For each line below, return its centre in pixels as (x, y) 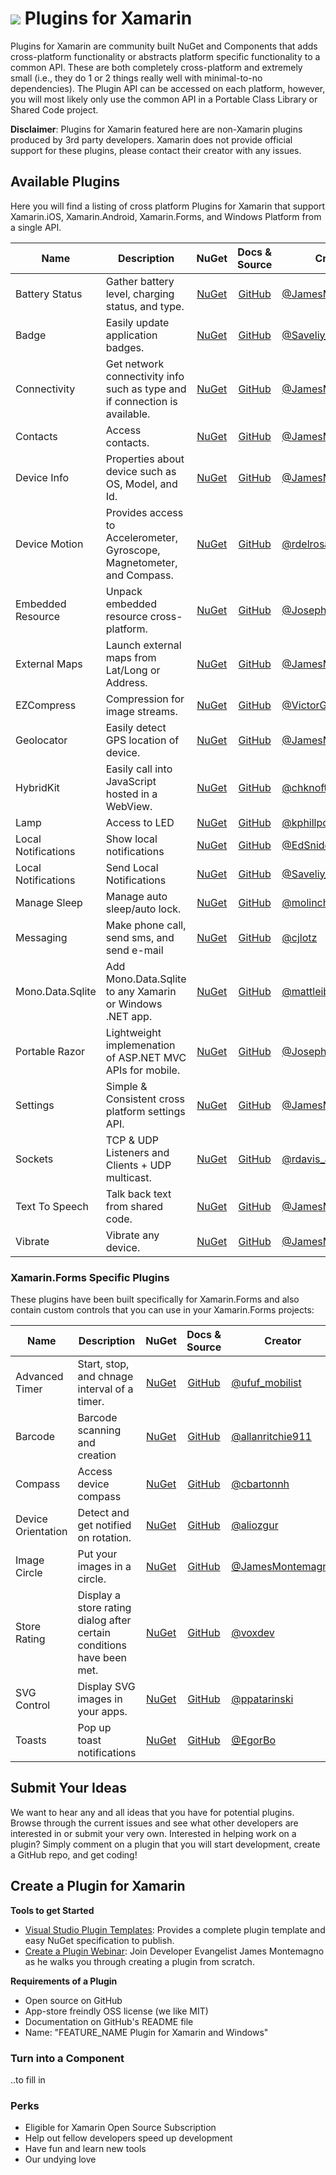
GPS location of (142, 740)
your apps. (102, 1712)
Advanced (39, 1377)
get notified (104, 1525)
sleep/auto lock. (143, 909)
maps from (131, 657)
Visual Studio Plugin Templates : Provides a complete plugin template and (175, 1929)
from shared (134, 1206)
